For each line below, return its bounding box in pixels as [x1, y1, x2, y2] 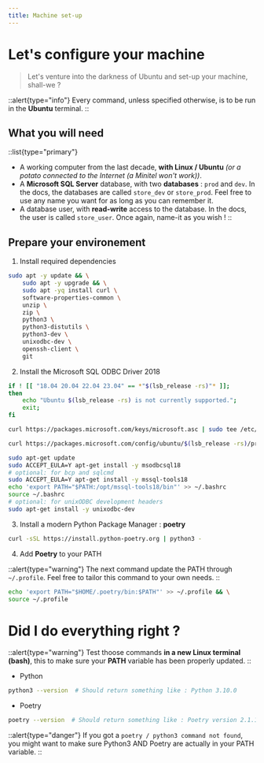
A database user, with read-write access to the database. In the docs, [19, 204, 247, 214]
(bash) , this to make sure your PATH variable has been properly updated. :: [8, 656, 251, 666]
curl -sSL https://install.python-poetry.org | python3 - [8, 534, 202, 542]
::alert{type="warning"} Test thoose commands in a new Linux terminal [8, 648, 241, 657]
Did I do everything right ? [8, 622, 181, 639]
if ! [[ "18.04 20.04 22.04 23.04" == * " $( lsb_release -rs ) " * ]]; [8, 381, 230, 390]
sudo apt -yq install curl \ [22, 286, 118, 294]
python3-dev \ [22, 330, 68, 339]
